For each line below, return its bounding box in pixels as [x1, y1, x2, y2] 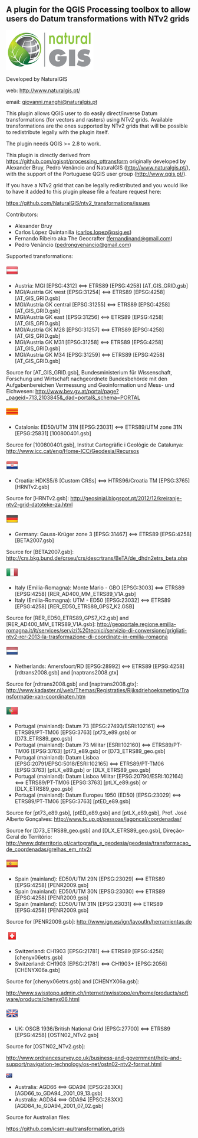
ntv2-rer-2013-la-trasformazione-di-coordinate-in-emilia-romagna [6, 633, 168, 640]
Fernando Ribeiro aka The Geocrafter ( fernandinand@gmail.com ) [14, 234, 173, 242]
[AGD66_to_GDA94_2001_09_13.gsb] [14, 1090, 103, 1097]
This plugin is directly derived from [6, 151, 91, 158]
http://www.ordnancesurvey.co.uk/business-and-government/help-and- [6, 1054, 182, 1061]
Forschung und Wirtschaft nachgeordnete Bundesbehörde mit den [6, 375, 168, 382]
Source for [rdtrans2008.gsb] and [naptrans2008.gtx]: [6, 680, 138, 687]
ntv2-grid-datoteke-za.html [6, 501, 73, 508]
